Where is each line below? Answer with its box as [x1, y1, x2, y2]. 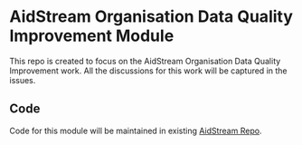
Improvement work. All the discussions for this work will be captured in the [9, 65, 288, 76]
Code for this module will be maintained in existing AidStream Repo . [9, 125, 262, 136]
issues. [9, 74, 36, 85]
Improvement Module [9, 25, 175, 46]
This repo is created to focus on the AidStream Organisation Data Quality [9, 55, 281, 66]
